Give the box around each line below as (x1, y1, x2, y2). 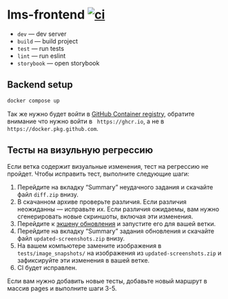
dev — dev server (17, 30, 67, 38)
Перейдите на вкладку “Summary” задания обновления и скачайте (17, 227, 215, 236)
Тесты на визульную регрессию (7, 145, 154, 156)
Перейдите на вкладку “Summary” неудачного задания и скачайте (17, 183, 214, 192)
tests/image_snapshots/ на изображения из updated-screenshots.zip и (17, 249, 222, 258)
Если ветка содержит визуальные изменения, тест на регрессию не (7, 163, 209, 171)
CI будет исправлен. (17, 264, 77, 272)
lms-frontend (7, 7, 85, 23)
